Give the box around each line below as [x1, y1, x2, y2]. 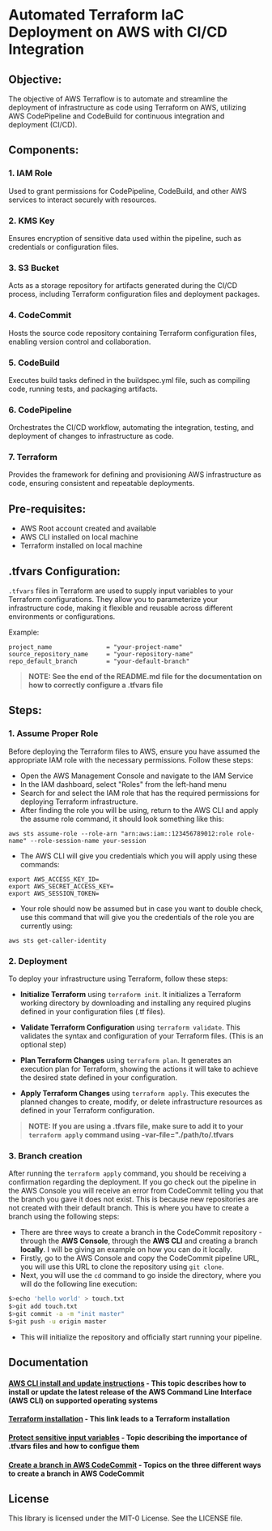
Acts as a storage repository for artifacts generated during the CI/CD [8, 281, 238, 290]
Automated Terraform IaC [8, 6, 185, 24]
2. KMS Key [8, 215, 55, 226]
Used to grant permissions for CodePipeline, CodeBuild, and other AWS [8, 186, 247, 196]
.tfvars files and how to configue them [8, 1442, 140, 1451]
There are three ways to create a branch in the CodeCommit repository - [19, 1228, 262, 1237]
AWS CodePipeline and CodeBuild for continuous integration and [8, 111, 225, 121]
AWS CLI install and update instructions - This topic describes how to [8, 1378, 247, 1388]
